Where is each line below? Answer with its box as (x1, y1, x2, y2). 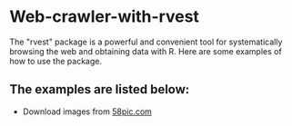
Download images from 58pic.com (22, 106, 153, 117)
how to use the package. (9, 55, 103, 66)
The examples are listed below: (9, 82, 190, 97)
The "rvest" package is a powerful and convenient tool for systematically (9, 36, 283, 47)
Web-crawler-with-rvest (9, 6, 200, 27)
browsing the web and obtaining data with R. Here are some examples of (9, 45, 282, 56)
